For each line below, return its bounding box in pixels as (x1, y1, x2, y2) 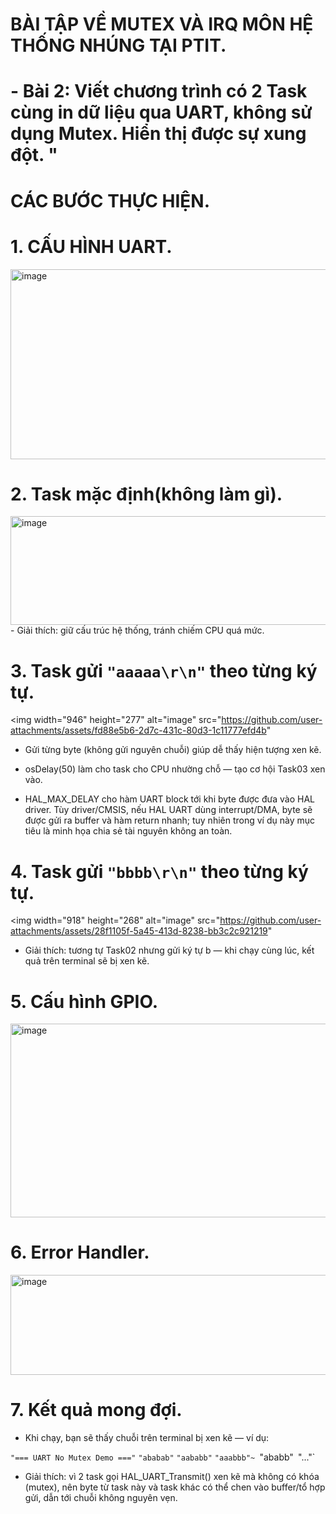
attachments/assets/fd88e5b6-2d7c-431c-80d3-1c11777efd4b (10, 724, 267, 737)
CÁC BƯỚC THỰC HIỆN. (10, 189, 211, 212)
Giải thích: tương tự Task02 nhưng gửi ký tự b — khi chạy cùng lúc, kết (24, 944, 315, 957)
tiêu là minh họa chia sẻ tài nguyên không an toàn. (24, 825, 233, 837)
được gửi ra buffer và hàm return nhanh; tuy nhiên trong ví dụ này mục (24, 814, 315, 827)
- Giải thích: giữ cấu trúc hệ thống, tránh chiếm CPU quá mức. (10, 624, 265, 637)
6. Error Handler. (10, 1241, 150, 1264)
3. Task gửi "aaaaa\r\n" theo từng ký (10, 659, 318, 682)
